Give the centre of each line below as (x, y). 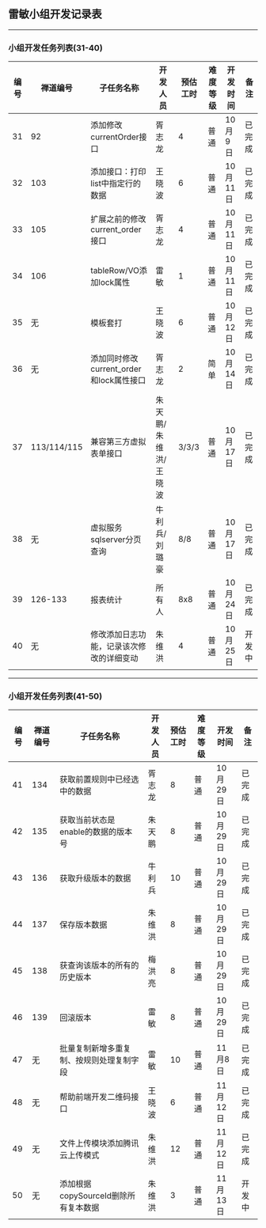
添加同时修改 (114, 358)
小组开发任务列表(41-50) (55, 696)
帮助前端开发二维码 (95, 1097)
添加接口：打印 (118, 172)
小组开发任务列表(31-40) (55, 47)
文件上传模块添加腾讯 (99, 1143)
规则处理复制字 (111, 1060)
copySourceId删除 (93, 1196)
